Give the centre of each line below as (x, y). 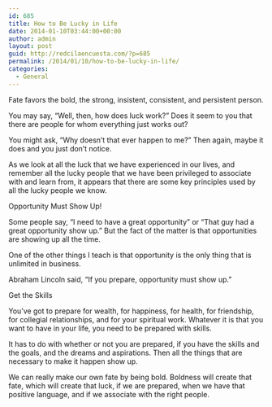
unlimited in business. (45, 263)
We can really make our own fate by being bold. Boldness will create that (130, 377)
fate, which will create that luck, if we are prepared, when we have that (127, 385)
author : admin (32, 39)
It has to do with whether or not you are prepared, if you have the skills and (134, 344)
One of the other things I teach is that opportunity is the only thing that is (130, 255)
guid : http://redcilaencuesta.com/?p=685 (80, 54)
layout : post (30, 46)
